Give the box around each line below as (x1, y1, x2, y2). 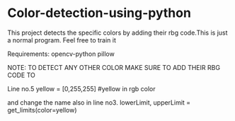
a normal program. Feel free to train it (7, 35, 117, 44)
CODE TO (7, 71, 35, 79)
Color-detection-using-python (7, 5, 191, 21)
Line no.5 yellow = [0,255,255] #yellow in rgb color (7, 84, 156, 93)
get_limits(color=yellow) (7, 105, 77, 114)
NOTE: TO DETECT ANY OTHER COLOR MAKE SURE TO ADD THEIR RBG (7, 63, 221, 71)
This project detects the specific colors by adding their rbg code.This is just (7, 28, 228, 37)
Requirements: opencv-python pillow (7, 50, 115, 58)
